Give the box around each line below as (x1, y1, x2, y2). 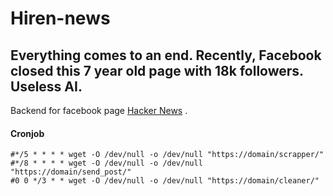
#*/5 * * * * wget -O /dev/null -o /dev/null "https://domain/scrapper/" (10, 150, 325, 160)
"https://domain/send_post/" (10, 167, 132, 177)
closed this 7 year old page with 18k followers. (10, 62, 304, 79)
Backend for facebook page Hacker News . (10, 105, 188, 116)
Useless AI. (10, 78, 83, 95)
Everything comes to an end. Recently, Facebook (10, 47, 322, 64)
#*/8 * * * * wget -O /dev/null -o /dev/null (10, 158, 203, 169)
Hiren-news (10, 7, 111, 30)
